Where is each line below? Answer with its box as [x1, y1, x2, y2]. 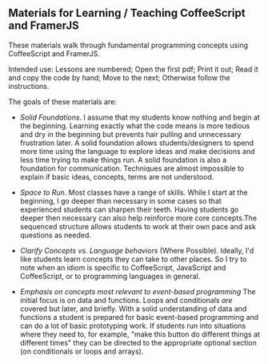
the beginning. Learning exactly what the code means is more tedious [19, 120, 250, 131]
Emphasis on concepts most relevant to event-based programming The [19, 286, 256, 296]
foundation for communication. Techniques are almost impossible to [19, 164, 245, 173]
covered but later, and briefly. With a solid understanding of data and [19, 304, 247, 313]
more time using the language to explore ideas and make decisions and [19, 146, 255, 156]
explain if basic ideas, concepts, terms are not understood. [19, 172, 214, 181]
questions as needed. [19, 230, 92, 240]
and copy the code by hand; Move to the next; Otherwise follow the [8, 72, 230, 83]
